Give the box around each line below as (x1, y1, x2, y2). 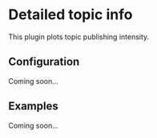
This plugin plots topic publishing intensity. (8, 32, 150, 41)
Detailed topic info (8, 6, 133, 24)
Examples (8, 100, 58, 113)
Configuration (8, 55, 80, 69)
